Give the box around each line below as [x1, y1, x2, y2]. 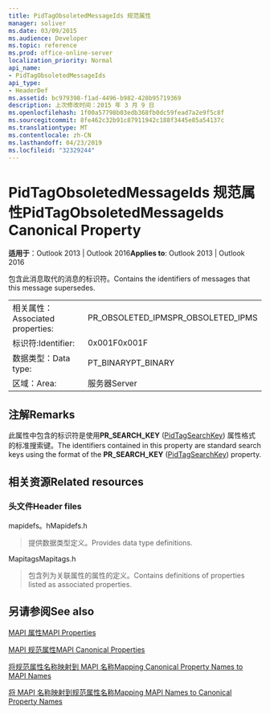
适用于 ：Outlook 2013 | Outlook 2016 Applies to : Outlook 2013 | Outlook [8, 248, 245, 258]
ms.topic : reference [8, 42, 78, 50]
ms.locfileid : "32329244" [8, 146, 95, 154]
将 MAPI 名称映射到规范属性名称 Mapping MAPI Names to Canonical [8, 687, 232, 697]
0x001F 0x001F [88, 337, 149, 349]
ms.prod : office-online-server [8, 49, 113, 57]
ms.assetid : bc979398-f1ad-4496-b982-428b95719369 [8, 94, 182, 102]
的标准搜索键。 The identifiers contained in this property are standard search [8, 441, 261, 451]
